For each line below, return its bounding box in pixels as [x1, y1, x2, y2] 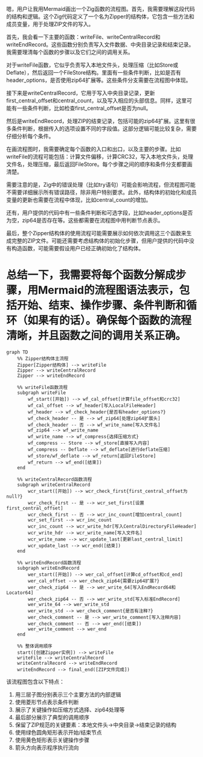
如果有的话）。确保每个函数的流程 [27, 314, 192, 327]
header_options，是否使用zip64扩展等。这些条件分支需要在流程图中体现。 [6, 76, 192, 84]
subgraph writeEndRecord [17, 565, 80, 571]
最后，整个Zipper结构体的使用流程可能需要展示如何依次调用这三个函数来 [6, 230, 187, 236]
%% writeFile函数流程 [17, 384, 68, 390]
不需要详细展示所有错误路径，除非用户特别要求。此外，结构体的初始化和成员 [6, 188, 197, 196]
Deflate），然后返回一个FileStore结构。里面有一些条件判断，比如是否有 [6, 69, 181, 76]
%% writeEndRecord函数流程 [17, 559, 82, 565]
